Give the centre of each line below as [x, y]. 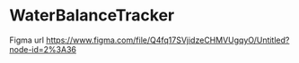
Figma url [27, 40]
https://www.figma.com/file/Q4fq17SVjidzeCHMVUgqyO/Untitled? [168, 40]
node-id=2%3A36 [43, 49]
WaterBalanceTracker [92, 16]
